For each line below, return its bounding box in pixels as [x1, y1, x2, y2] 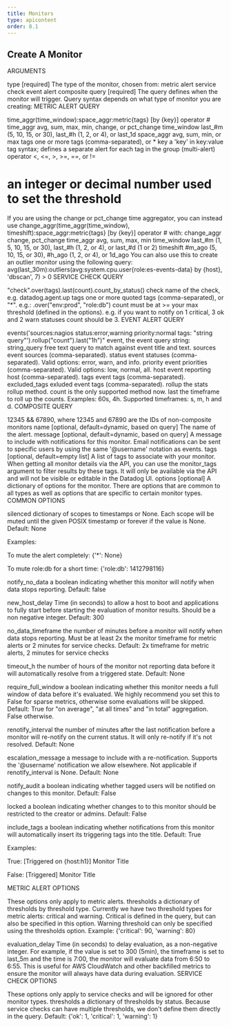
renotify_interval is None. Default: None [7, 768, 119, 777]
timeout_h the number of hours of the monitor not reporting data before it [7, 662, 215, 671]
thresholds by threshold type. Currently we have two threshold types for [7, 905, 212, 913]
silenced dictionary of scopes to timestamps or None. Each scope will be [7, 510, 214, 518]
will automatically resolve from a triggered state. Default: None [7, 669, 185, 678]
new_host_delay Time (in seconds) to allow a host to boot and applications [7, 599, 219, 607]
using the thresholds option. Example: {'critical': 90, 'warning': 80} [7, 927, 196, 935]
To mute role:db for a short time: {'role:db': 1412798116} [7, 564, 165, 573]
